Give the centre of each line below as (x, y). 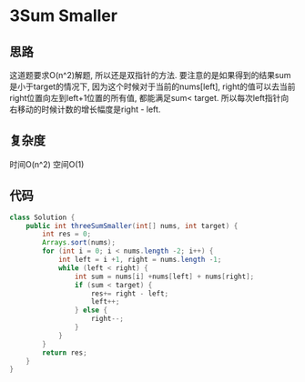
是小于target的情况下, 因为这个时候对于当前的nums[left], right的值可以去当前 (152, 86)
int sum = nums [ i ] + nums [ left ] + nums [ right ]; (164, 276)
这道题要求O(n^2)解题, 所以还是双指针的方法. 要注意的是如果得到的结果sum (150, 75)
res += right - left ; (130, 293)
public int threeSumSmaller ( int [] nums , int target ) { (132, 226)
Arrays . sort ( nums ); (79, 243)
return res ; (65, 352)
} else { (91, 310)
